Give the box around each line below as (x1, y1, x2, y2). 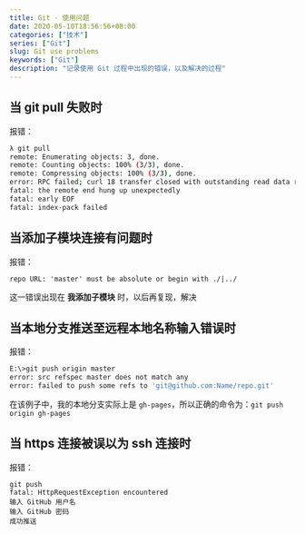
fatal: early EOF (9, 194, 75, 203)
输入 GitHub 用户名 (9, 497, 76, 507)
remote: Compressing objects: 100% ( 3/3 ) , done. (9, 169, 197, 178)
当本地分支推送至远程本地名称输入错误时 (9, 320, 236, 336)
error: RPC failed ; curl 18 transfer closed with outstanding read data (9, 178, 290, 187)
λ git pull (9, 143, 51, 153)
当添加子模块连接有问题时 (9, 231, 152, 246)
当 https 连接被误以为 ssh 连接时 (9, 436, 192, 451)
